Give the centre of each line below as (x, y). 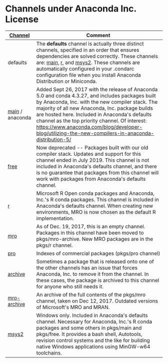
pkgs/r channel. (54, 245)
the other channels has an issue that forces (87, 267)
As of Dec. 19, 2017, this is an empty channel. (91, 226)
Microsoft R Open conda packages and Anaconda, (95, 193)
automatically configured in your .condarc (85, 69)
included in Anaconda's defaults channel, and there (97, 166)
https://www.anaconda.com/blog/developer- (89, 127)
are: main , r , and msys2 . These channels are (88, 62)
